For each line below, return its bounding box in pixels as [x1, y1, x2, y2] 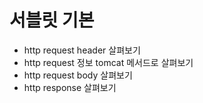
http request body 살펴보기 [23, 69, 133, 81]
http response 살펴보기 [23, 81, 117, 93]
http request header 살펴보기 [23, 44, 141, 56]
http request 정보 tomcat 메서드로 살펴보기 [23, 56, 194, 68]
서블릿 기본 [9, 9, 95, 32]
